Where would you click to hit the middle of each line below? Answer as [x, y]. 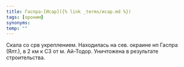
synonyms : [18, 23]
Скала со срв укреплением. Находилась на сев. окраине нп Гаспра [92, 45]
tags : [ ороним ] [25, 17]
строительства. [26, 58]
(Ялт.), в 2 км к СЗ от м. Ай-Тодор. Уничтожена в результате [82, 52]
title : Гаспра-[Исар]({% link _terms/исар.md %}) [69, 12]
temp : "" [17, 28]
